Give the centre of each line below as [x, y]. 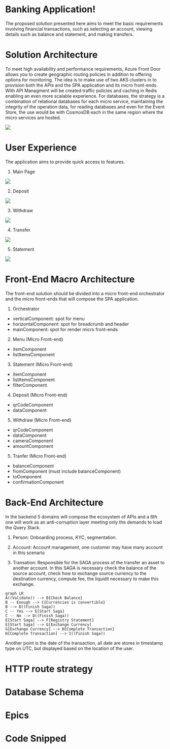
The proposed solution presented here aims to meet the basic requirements [84, 23]
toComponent [27, 476]
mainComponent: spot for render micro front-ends [65, 329]
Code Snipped [36, 739]
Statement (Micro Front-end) [43, 364]
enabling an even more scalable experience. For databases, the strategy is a [85, 96]
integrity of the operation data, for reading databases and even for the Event [85, 107]
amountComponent [33, 446]
